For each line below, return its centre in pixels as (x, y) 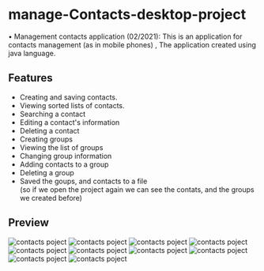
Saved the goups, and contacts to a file (83, 181)
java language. (32, 53)
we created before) (51, 198)
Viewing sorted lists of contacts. (72, 105)
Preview (29, 223)
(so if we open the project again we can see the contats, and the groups (137, 189)
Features (30, 78)
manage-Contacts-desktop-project (127, 15)
